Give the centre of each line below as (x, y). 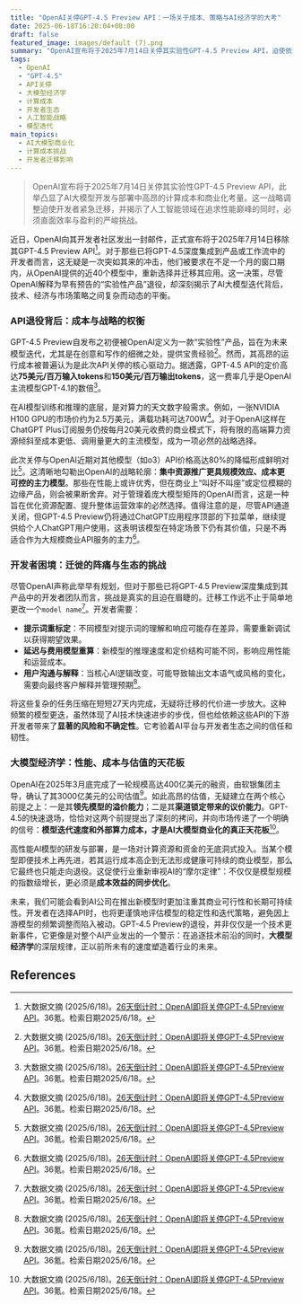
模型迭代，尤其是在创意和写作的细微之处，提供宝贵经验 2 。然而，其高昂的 (146, 353)
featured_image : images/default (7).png (87, 43)
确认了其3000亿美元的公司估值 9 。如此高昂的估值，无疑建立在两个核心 (155, 795)
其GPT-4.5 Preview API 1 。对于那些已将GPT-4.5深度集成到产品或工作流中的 (148, 250)
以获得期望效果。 (55, 639)
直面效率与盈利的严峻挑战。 (91, 220)
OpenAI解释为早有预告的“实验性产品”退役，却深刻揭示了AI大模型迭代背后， (149, 285)
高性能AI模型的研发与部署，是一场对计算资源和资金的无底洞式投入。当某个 (147, 849)
